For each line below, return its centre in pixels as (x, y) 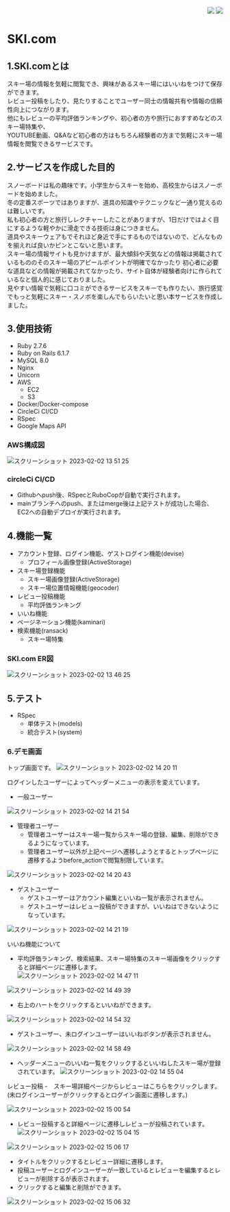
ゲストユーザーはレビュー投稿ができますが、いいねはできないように (123, 906)
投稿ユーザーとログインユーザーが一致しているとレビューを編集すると (116, 1170)
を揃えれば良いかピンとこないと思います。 (67, 245)
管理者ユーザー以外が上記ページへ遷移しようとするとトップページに (123, 852)
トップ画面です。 (31, 768)
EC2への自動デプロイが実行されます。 (71, 512)
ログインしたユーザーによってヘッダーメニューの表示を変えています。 (105, 782)
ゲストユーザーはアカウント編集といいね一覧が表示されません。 (117, 898)
